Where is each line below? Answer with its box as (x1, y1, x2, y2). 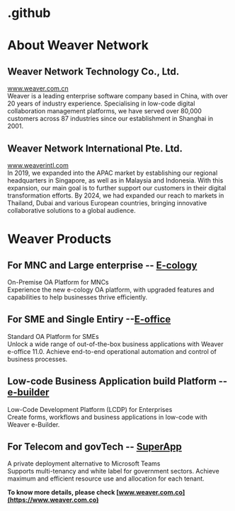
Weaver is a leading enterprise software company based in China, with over (7, 92, 229, 101)
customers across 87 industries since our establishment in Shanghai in (7, 115, 214, 123)
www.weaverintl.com (7, 161, 69, 169)
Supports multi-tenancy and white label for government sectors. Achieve (7, 467, 219, 476)
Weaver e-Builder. (7, 420, 60, 429)
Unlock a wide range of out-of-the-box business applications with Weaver (7, 340, 224, 348)
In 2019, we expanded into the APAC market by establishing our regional (7, 168, 218, 177)
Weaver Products (7, 231, 112, 247)
